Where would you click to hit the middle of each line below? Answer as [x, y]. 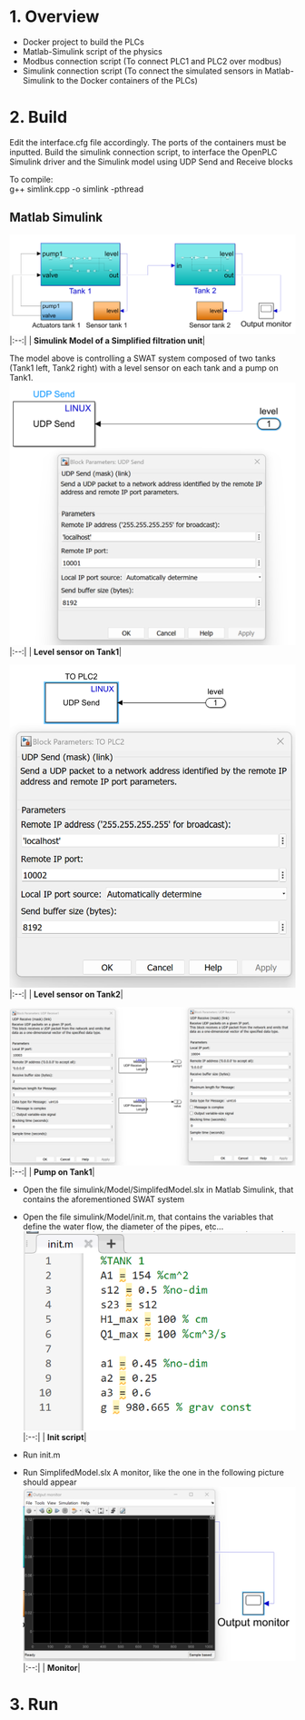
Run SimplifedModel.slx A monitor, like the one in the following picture [153, 1473]
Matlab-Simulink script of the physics [93, 51]
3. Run [34, 1705]
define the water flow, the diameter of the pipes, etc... [123, 1226]
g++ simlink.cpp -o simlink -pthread [77, 189]
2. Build [39, 118]
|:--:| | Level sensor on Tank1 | [66, 651]
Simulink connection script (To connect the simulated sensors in [143, 71]
